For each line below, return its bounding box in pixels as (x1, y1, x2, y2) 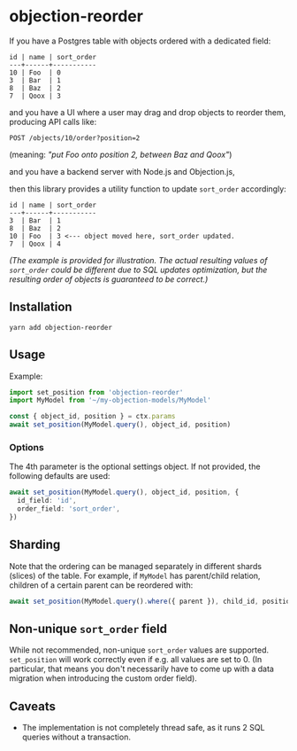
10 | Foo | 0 (9, 68, 62, 77)
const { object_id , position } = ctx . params (9, 412, 176, 421)
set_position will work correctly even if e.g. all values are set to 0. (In (9, 654, 263, 665)
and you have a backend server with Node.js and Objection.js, (9, 166, 236, 176)
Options (9, 441, 44, 453)
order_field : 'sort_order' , (17, 505, 121, 513)
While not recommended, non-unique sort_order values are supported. (9, 645, 270, 655)
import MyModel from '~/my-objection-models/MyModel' (9, 396, 212, 405)
